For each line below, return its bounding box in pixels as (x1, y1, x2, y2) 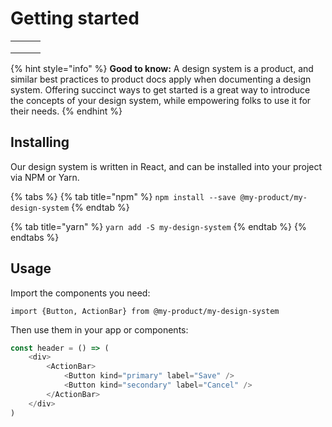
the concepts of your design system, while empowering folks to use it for (10, 94, 312, 106)
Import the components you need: (10, 287, 151, 299)
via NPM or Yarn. (10, 171, 80, 183)
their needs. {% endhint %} (10, 105, 123, 117)
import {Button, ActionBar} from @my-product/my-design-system (10, 306, 280, 316)
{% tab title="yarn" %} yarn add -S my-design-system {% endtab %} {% (10, 220, 307, 232)
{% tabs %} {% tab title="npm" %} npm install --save (10, 190, 237, 202)
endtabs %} (10, 231, 60, 243)
